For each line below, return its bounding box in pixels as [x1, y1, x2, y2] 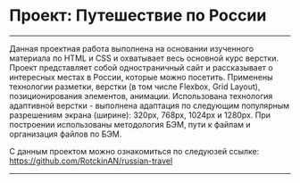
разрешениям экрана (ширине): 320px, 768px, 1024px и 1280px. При [9, 109, 271, 121]
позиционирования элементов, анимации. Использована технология [9, 90, 273, 101]
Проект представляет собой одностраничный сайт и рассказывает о [9, 62, 274, 72]
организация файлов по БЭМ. [9, 129, 122, 139]
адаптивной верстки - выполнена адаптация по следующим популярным [9, 100, 290, 111]
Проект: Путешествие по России [9, 5, 267, 26]
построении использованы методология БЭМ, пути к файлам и [9, 119, 251, 129]
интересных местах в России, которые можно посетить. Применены [9, 71, 273, 82]
